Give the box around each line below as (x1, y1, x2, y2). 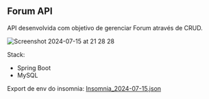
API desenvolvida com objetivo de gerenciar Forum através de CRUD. (7, 23, 204, 32)
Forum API (7, 5, 53, 17)
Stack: (7, 50, 25, 58)
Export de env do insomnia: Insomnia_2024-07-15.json (7, 84, 162, 92)
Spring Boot (16, 63, 51, 71)
